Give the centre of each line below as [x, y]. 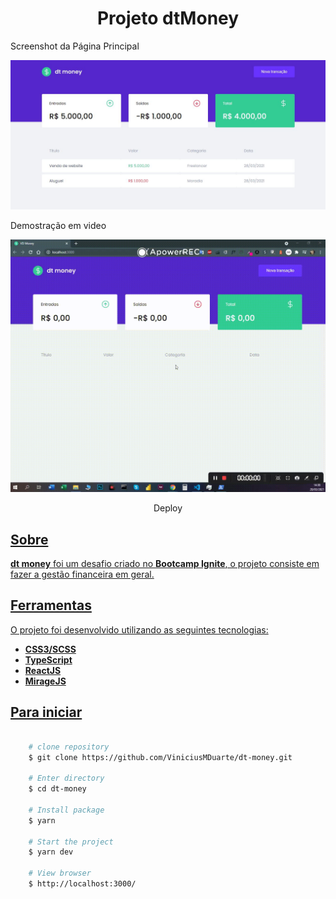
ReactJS [43, 670]
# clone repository [69, 747]
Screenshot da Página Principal [75, 46]
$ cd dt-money [57, 789]
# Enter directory [66, 778]
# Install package [66, 810]
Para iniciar [46, 712]
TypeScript [48, 659]
